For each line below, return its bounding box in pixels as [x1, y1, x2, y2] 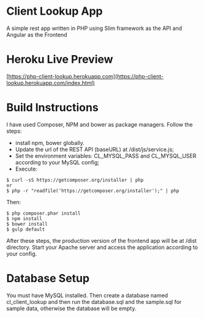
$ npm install [6, 215, 43, 221]
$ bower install [6, 221, 48, 227]
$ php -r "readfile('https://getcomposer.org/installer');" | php [6, 188, 179, 194]
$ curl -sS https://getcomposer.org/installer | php [6, 177, 144, 183]
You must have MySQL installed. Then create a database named [6, 292, 168, 299]
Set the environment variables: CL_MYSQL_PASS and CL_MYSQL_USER [15, 152, 197, 160]
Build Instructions [6, 101, 99, 114]
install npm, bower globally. [15, 139, 85, 146]
